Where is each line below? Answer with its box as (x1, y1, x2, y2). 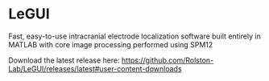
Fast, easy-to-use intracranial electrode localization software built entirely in (8, 31, 262, 41)
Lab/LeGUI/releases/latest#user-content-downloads (8, 63, 183, 73)
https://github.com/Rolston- (121, 55, 214, 65)
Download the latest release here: (8, 55, 120, 65)
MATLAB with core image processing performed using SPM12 (8, 39, 213, 49)
